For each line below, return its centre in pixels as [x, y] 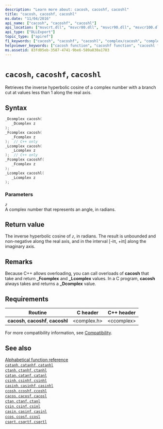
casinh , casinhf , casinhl [29, 385]
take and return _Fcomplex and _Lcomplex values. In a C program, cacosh [80, 279]
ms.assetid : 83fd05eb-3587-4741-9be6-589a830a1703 [57, 50]
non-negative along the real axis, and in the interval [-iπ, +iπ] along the [76, 241]
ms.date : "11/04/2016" [28, 18]
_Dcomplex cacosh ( [24, 119]
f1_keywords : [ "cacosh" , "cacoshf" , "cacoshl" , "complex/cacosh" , [73, 41]
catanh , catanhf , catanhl [29, 365]
